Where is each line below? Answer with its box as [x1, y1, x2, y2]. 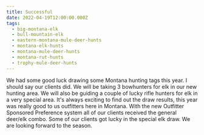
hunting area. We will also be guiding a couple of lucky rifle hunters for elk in [6, 89, 198, 97]
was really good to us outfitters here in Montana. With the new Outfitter [6, 102, 184, 109]
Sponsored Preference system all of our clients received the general [6, 109, 177, 116]
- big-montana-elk [12, 26, 59, 32]
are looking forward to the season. [6, 122, 92, 129]
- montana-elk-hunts [12, 43, 64, 49]
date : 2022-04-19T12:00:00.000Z [6, 15, 88, 21]
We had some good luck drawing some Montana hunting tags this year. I [6, 77, 188, 84]
